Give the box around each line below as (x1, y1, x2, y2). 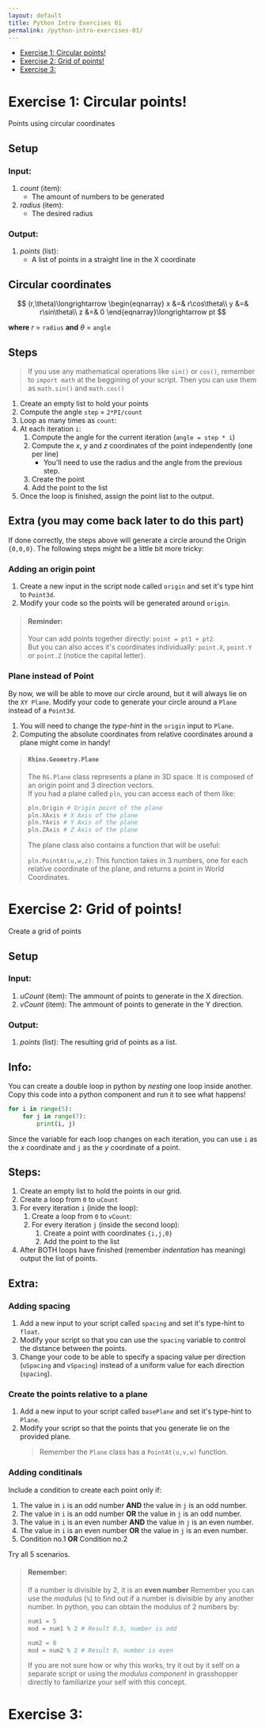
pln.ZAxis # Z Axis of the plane (27, 826, 138, 834)
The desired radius (31, 209, 93, 218)
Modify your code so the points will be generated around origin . (19, 599, 231, 608)
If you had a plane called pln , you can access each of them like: (27, 789, 236, 798)
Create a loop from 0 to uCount (19, 1195, 119, 1205)
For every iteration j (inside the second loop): (31, 1220, 180, 1230)
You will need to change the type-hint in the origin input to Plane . (19, 721, 234, 730)
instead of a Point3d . (8, 706, 76, 715)
